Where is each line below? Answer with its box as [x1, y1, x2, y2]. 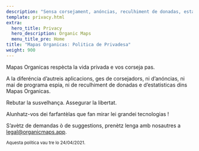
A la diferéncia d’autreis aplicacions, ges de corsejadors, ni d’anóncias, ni [6, 75, 185, 82]
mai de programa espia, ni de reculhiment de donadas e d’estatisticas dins [6, 81, 188, 88]
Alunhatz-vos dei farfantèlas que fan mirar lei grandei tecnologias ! [6, 110, 169, 117]
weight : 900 [6, 47, 36, 53]
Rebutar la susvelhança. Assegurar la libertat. [6, 99, 117, 106]
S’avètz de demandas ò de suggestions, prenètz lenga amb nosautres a [6, 122, 181, 129]
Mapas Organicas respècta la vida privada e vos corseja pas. [6, 63, 155, 70]
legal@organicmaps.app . [6, 128, 67, 135]
